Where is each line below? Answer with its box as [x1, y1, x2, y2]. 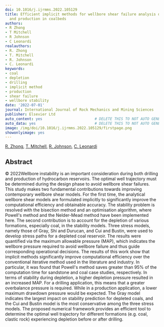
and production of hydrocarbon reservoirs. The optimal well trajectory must [5, 176, 157, 182]
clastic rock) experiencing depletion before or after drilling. [5, 316, 123, 322]
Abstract [5, 158, 33, 166]
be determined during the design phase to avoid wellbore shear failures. [5, 181, 150, 187]
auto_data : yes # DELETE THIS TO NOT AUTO [5, 121, 150, 126]
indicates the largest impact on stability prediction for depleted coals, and [5, 296, 153, 302]
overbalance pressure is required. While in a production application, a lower [5, 285, 157, 291]
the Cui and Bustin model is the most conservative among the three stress [5, 301, 154, 306]
